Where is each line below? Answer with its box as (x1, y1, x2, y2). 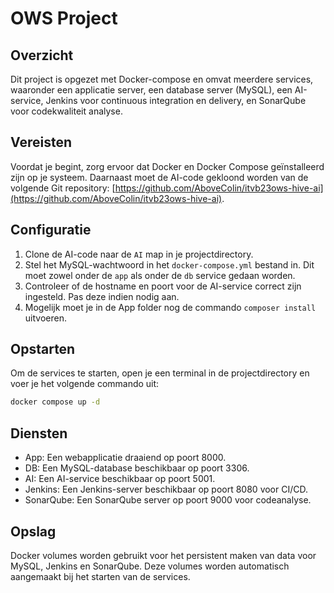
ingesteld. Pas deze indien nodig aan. (24, 290, 180, 302)
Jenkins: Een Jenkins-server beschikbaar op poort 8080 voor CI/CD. (24, 483, 309, 496)
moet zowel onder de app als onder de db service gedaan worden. (24, 269, 296, 281)
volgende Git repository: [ (10, 182, 116, 194)
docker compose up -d (10, 397, 101, 407)
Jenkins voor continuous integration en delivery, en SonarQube (45, 95, 307, 106)
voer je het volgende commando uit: (10, 378, 160, 390)
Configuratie (10, 222, 92, 239)
